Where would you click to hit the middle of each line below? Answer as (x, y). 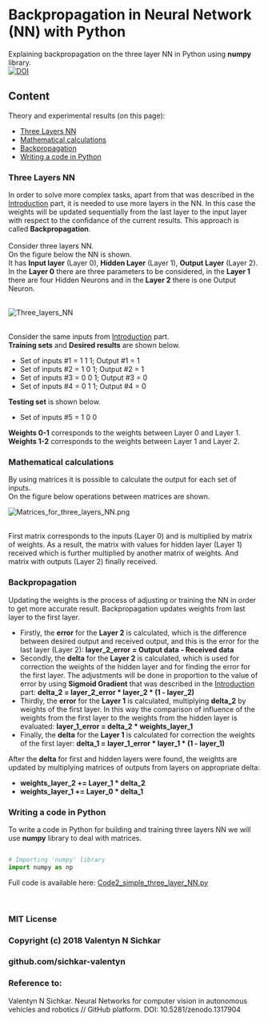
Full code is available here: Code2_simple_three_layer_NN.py (108, 883)
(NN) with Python (67, 32)
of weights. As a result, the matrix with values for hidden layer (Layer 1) (125, 545)
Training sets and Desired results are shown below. (94, 345)
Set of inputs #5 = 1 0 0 (58, 418)
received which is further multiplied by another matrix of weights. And (123, 553)
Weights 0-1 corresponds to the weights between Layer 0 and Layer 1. (124, 433)
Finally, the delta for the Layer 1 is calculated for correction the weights (137, 734)
